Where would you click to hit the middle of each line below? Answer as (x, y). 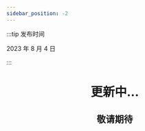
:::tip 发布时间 (26, 34)
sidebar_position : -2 (37, 13)
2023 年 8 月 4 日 (31, 48)
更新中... (115, 92)
